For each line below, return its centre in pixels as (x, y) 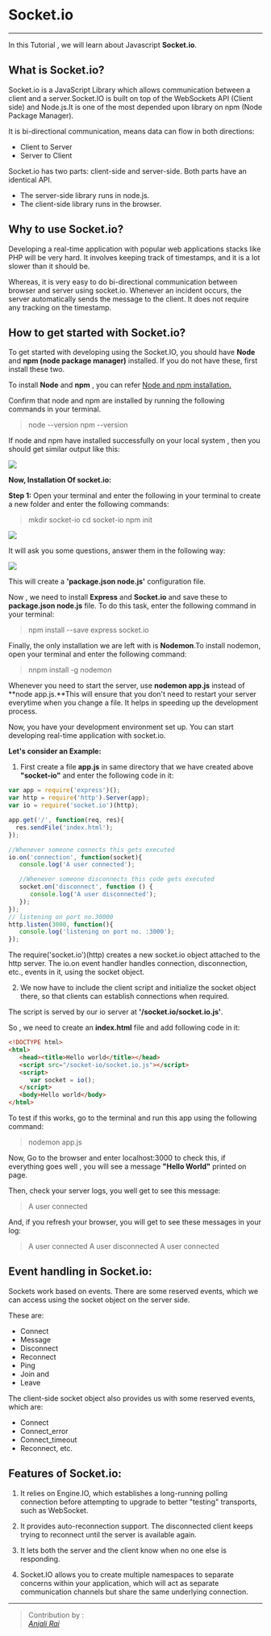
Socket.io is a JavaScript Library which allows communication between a (129, 90)
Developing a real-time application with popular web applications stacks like (135, 249)
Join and (35, 1374)
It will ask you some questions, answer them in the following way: (117, 550)
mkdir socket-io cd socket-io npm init (90, 520)
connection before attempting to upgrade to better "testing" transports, (138, 1502)
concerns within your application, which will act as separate (119, 1583)
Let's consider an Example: (55, 751)
